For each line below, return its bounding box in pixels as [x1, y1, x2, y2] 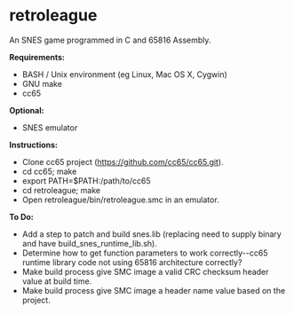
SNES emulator [21, 122, 78, 133]
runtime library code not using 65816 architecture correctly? [21, 256, 242, 267]
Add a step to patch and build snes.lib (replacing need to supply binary [21, 228, 282, 239]
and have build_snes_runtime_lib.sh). [21, 238, 157, 248]
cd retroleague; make [21, 184, 100, 195]
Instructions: [9, 139, 59, 150]
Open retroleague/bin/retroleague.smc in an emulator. [21, 194, 219, 205]
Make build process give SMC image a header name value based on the [21, 285, 286, 295]
